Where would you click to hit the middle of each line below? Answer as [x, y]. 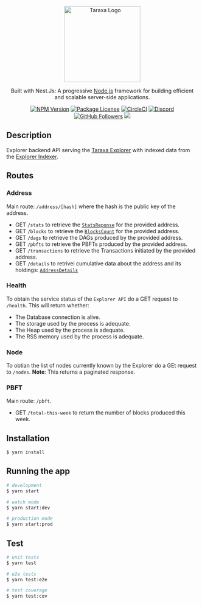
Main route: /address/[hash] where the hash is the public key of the [91, 206]
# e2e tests [21, 574]
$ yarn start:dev [28, 508]
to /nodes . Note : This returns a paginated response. [71, 372]
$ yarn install [26, 453]
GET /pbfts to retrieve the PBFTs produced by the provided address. [101, 244]
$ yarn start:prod [30, 524]
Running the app [38, 471]
